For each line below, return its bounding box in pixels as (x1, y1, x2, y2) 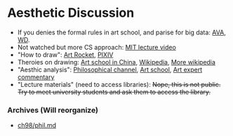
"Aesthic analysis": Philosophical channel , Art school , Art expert (17, 65, 203, 74)
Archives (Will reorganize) (7, 105, 98, 115)
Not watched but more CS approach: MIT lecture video (17, 43, 177, 51)
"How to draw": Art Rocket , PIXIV (17, 50, 114, 59)
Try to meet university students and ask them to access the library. (17, 88, 211, 96)
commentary (17, 72, 55, 81)
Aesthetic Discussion (7, 5, 135, 21)
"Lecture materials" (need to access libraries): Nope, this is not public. (17, 80, 221, 88)
